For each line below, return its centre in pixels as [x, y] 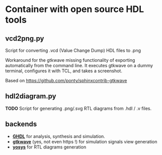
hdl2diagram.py [31, 96]
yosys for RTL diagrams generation [49, 147]
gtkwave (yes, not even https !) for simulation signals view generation [85, 141]
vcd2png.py [25, 38]
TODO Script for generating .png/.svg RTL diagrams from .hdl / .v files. [78, 108]
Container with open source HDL [75, 9]
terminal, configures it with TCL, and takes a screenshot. [64, 71]
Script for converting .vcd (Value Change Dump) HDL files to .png [73, 50]
